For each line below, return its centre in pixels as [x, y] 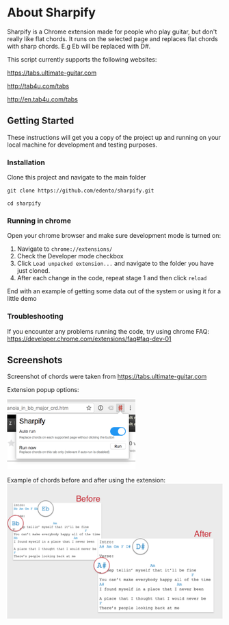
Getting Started [41, 121]
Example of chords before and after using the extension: [86, 480]
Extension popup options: [43, 390]
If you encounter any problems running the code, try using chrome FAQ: [108, 331]
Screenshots [35, 360]
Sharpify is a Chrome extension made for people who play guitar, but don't [112, 32]
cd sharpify [24, 204]
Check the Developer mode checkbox [70, 256]
